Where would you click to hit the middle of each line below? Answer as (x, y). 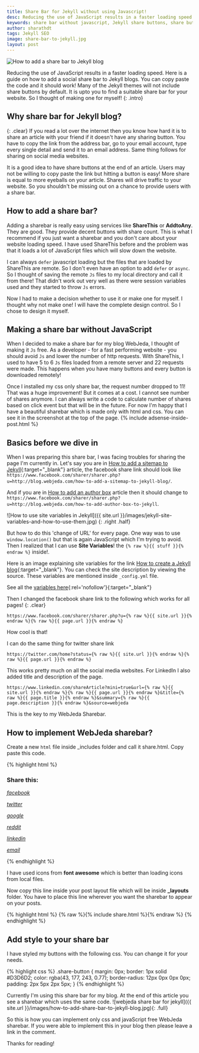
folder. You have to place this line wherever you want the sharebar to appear (99, 897)
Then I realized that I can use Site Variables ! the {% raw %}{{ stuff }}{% (95, 546)
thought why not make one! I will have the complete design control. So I (94, 304)
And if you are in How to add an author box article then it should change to (97, 493)
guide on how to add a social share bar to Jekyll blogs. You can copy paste (98, 79)
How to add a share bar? (52, 211)
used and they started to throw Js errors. (56, 287)
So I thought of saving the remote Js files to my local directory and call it (94, 274)
